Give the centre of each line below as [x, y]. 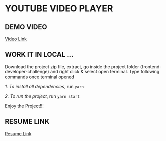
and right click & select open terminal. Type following [105, 71]
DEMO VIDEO [26, 27]
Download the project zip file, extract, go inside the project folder [72, 66]
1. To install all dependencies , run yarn [44, 86]
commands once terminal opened [40, 77]
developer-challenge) [27, 71]
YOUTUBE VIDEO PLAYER [59, 9]
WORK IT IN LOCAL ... [39, 54]
